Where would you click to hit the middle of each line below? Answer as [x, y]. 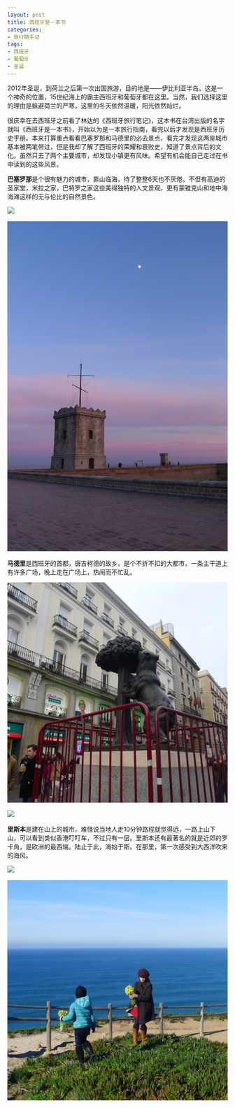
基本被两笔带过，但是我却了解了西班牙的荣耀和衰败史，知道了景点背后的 [111, 146]
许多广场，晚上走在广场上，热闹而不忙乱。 [74, 572]
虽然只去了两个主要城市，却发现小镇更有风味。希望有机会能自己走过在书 [123, 155]
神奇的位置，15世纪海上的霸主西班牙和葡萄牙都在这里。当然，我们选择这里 [120, 97]
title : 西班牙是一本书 [37, 22]
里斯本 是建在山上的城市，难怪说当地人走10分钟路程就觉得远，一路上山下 [112, 830]
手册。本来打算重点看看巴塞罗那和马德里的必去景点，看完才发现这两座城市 [120, 138]
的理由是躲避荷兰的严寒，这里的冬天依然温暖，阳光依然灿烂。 [96, 106]
